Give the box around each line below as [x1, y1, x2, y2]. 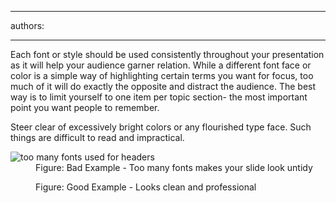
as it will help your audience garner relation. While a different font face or [10, 59, 312, 71]
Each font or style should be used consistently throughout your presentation [10, 49, 325, 60]
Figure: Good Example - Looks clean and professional [35, 181, 257, 193]
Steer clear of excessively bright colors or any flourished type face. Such [10, 121, 312, 133]
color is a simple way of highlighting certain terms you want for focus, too [10, 70, 314, 81]
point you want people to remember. [10, 102, 160, 113]
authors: [10, 20, 45, 31]
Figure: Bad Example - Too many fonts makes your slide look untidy [35, 162, 313, 173]
